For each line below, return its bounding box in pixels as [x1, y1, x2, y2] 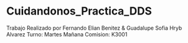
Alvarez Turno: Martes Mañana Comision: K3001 [6, 30, 128, 38]
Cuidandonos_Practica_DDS [6, 4, 152, 18]
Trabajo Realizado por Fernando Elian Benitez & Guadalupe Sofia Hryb [6, 24, 183, 31]
